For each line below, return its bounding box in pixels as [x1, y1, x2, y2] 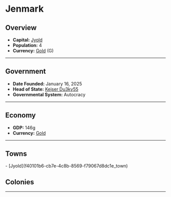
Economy [5, 111, 36, 120]
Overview [5, 23, 37, 32]
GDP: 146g [12, 124, 36, 130]
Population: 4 [12, 42, 42, 48]
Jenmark [5, 3, 44, 15]
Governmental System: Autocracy [12, 91, 85, 97]
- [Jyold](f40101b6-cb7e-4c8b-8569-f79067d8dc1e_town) [5, 163, 128, 169]
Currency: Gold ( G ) [12, 48, 54, 53]
